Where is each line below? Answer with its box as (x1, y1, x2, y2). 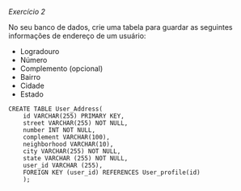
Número (19, 56, 48, 64)
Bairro (19, 73, 41, 81)
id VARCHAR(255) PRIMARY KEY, (23, 112, 125, 120)
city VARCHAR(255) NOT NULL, (23, 147, 121, 156)
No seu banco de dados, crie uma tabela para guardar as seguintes (8, 23, 233, 31)
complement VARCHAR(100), (23, 133, 111, 141)
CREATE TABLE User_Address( (8, 105, 104, 113)
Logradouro (19, 47, 60, 56)
